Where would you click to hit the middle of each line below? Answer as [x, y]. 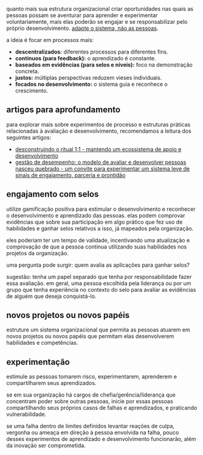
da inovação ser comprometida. [46, 446]
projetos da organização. [37, 253]
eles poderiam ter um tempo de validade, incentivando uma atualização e [98, 240]
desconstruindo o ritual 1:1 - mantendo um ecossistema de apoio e [98, 149]
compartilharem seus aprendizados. [51, 383]
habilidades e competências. [42, 343]
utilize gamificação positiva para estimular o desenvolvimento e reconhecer [101, 209]
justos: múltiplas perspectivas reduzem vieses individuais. [88, 78]
